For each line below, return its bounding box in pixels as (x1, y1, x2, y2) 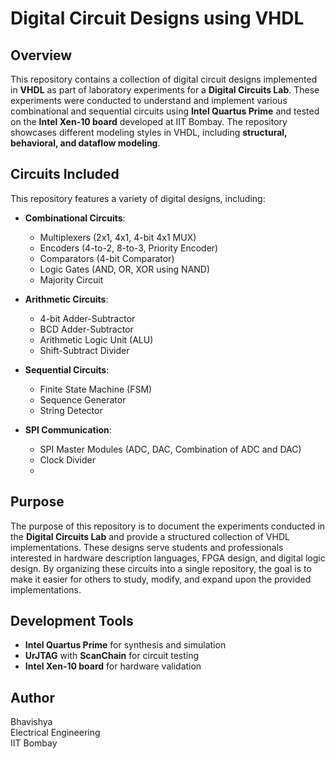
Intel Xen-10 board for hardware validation (24, 660, 202, 672)
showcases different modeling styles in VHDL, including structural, (10, 127, 288, 138)
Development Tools (10, 613, 134, 630)
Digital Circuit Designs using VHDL (10, 7, 305, 30)
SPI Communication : (24, 423, 112, 436)
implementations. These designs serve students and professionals (10, 541, 284, 553)
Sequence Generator (39, 393, 127, 406)
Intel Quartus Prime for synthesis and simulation (24, 639, 227, 651)
